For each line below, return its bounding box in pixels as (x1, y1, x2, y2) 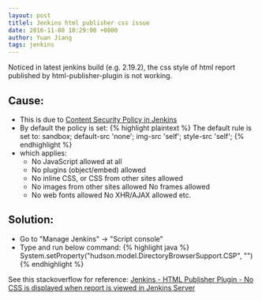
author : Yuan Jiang (8, 33, 73, 42)
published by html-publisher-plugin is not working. (8, 71, 173, 81)
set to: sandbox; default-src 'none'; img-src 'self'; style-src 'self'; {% (19, 131, 245, 141)
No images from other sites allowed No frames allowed (31, 182, 211, 191)
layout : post (8, 11, 51, 20)
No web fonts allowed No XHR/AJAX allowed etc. (31, 190, 192, 200)
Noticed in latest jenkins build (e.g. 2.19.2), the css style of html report (8, 62, 235, 72)
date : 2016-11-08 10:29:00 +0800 (8, 26, 118, 34)
